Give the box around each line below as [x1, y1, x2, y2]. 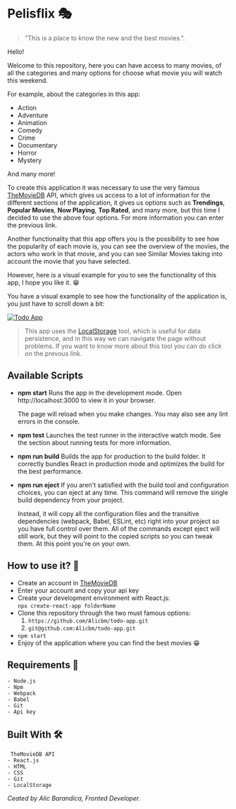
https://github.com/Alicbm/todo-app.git [27, 617, 149, 625]
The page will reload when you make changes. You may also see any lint [17, 409, 228, 418]
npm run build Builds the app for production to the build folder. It [17, 452, 206, 460]
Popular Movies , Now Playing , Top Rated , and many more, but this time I [7, 205, 221, 214]
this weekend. [7, 76, 48, 85]
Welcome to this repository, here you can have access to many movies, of [7, 61, 222, 69]
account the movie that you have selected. [7, 257, 131, 265]
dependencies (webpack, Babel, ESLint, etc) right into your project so [17, 517, 220, 525]
